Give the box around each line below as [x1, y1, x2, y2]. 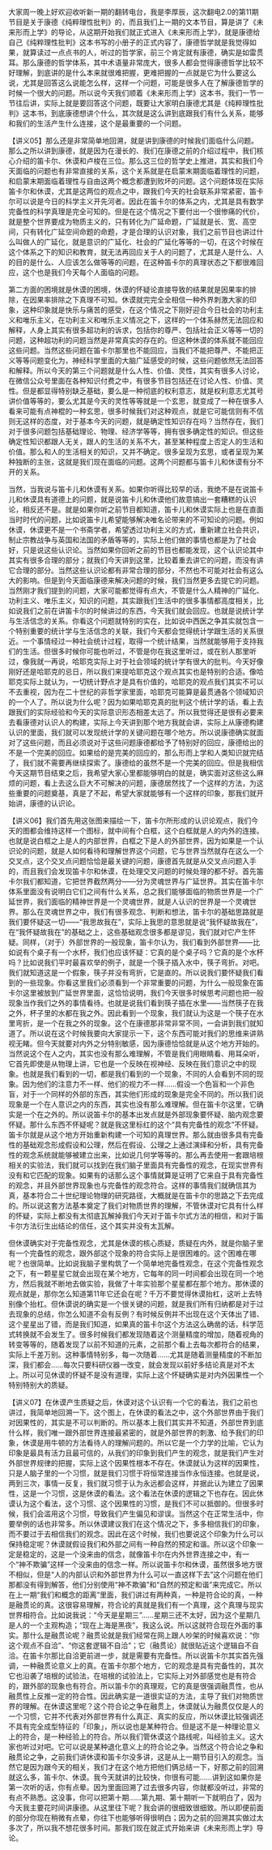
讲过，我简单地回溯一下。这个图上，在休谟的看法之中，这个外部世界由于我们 [8, 1407, 264, 1417]
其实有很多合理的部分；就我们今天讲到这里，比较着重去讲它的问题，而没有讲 [8, 555, 264, 565]
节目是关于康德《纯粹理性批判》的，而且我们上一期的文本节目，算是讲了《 [8, 17, 257, 27]
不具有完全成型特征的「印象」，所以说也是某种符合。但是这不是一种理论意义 [8, 1722, 261, 1731]
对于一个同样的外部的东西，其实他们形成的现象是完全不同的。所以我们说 [22, 1090, 264, 1098]
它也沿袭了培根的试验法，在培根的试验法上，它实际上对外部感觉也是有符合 [8, 1671, 257, 1681]
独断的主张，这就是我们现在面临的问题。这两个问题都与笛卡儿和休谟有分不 [15, 457, 264, 466]
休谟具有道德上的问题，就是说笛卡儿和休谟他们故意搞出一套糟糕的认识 [22, 495, 257, 504]
